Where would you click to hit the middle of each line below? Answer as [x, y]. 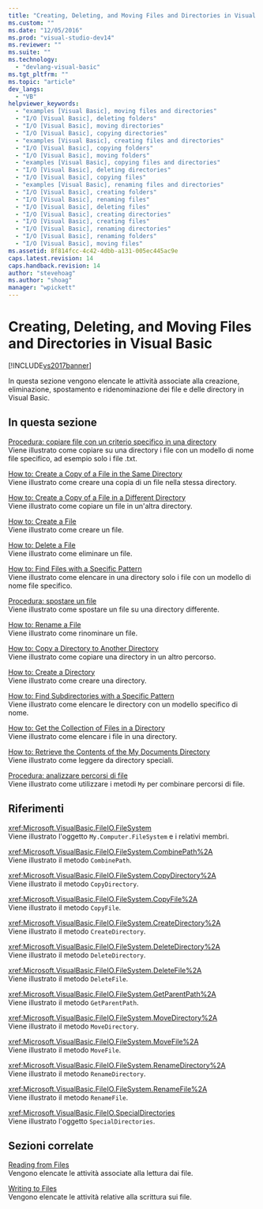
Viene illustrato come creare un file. [66, 529]
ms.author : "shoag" [40, 280]
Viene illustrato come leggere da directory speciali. [91, 760]
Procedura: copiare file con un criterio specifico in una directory [113, 442]
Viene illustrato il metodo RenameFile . [68, 1097]
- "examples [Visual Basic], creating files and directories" [120, 140]
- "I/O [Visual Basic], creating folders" [86, 192]
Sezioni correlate [51, 1145]
